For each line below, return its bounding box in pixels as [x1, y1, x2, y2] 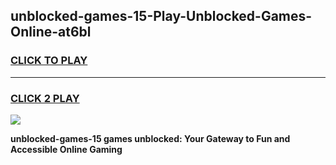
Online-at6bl [10, 24, 92, 41]
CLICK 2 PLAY [10, 91, 80, 105]
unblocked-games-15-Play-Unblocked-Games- [10, 8, 313, 25]
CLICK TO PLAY [10, 54, 88, 68]
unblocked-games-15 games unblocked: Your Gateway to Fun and [10, 132, 291, 144]
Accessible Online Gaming [10, 143, 123, 155]
